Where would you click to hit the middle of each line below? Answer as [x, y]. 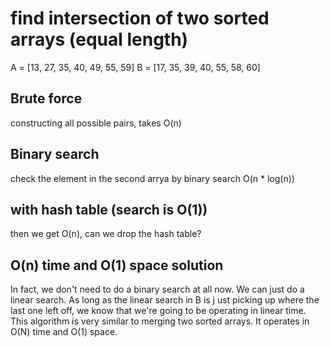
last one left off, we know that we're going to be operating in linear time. [158, 311]
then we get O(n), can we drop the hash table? [106, 234]
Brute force [46, 98]
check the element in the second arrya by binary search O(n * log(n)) [152, 178]
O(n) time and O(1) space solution [117, 265]
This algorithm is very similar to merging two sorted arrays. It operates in [160, 321]
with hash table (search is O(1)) [109, 209]
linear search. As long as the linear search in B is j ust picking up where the [165, 300]
